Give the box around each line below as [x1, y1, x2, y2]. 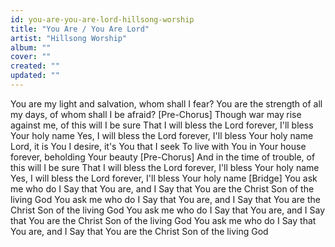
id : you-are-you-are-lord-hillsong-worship [10, 14, 195, 25]
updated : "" [10, 71, 60, 81]
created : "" [10, 61, 60, 71]
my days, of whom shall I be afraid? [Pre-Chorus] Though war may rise [10, 108, 302, 120]
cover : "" [10, 52, 52, 62]
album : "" [10, 42, 52, 53]
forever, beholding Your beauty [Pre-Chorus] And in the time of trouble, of [10, 151, 316, 163]
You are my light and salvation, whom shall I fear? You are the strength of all [10, 97, 323, 110]
